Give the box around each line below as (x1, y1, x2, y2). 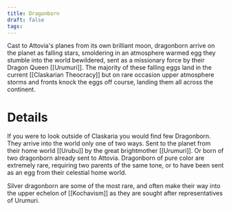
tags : (7, 23, 23, 30)
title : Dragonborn (7, 10, 60, 17)
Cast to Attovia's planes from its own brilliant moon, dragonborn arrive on (7, 42, 215, 50)
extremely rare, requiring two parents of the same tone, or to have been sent (7, 161, 224, 170)
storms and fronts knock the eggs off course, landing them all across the (7, 78, 213, 86)
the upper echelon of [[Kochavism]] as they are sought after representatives (7, 189, 223, 198)
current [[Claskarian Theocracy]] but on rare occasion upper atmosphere (7, 71, 214, 79)
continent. (7, 85, 36, 93)
